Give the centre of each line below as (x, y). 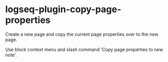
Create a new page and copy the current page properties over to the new (82, 34)
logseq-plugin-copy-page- (63, 9)
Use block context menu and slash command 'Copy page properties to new (84, 49)
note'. (11, 55)
